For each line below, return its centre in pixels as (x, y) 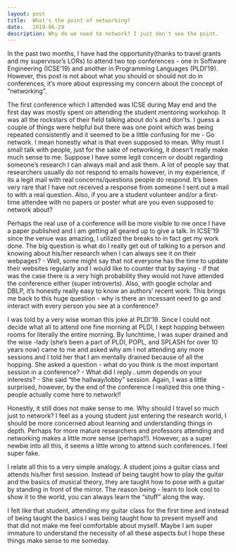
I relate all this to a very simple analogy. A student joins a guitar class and (113, 467)
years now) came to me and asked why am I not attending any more (106, 349)
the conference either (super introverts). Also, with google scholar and (110, 284)
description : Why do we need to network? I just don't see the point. (113, 34)
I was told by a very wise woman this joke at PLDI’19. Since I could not (109, 320)
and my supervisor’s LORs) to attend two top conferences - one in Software (117, 61)
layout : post (26, 14)
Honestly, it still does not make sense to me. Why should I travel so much (113, 408)
